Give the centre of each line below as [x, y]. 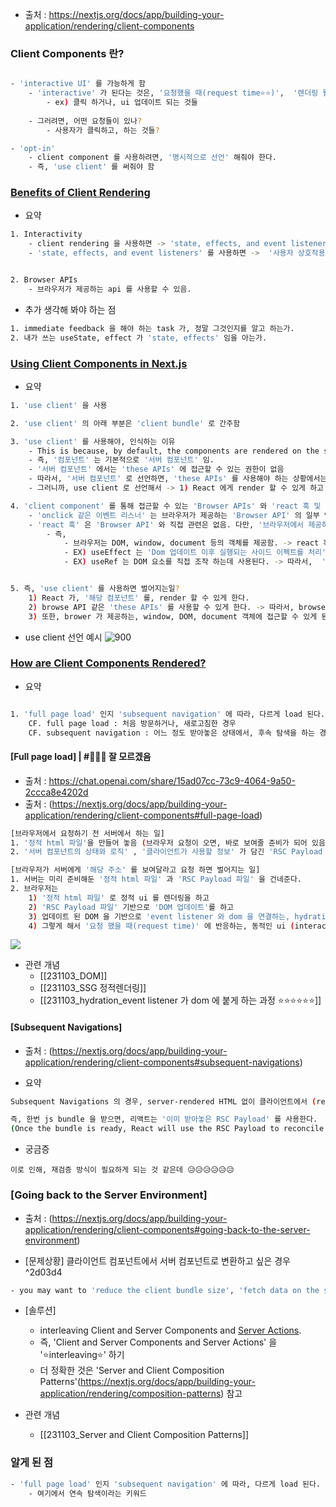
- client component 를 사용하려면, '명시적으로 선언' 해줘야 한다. [153, 158]
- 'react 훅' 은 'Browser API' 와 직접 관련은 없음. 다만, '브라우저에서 [166, 524]
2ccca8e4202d [56, 792]
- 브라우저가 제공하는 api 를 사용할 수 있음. [110, 289]
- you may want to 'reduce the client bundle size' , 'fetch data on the [165, 1290]
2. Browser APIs [44, 280]
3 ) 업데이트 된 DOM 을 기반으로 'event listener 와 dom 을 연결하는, [159, 916]
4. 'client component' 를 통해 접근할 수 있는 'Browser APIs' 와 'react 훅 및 [166, 506]
